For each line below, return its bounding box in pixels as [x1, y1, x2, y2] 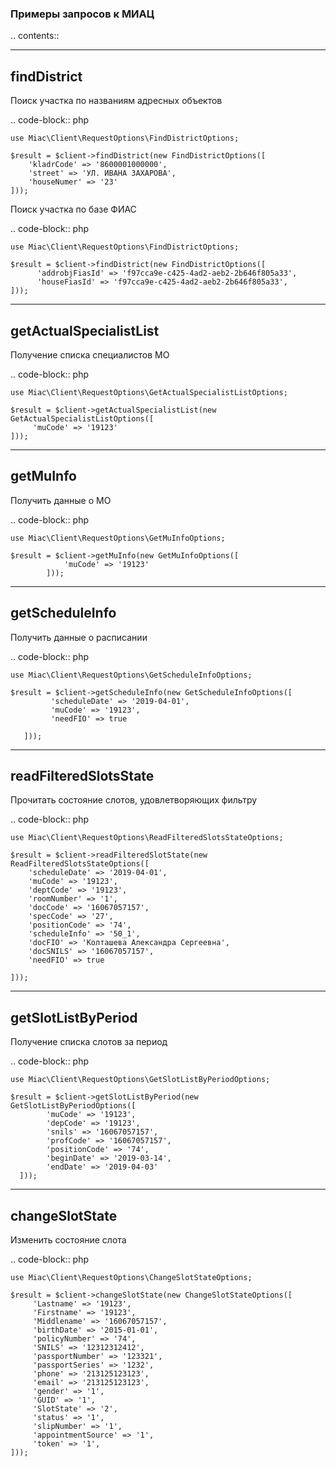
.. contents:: [10, 30, 60, 42]
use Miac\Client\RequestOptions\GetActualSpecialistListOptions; [10, 387, 288, 397]
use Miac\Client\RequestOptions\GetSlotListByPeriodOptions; [10, 1075, 271, 1085]
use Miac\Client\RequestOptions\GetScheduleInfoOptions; [10, 670, 253, 680]
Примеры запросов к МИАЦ [10, 7, 155, 21]
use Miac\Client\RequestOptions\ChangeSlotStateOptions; [10, 1272, 253, 1282]
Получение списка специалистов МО [10, 348, 170, 361]
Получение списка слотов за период [10, 1036, 168, 1048]
